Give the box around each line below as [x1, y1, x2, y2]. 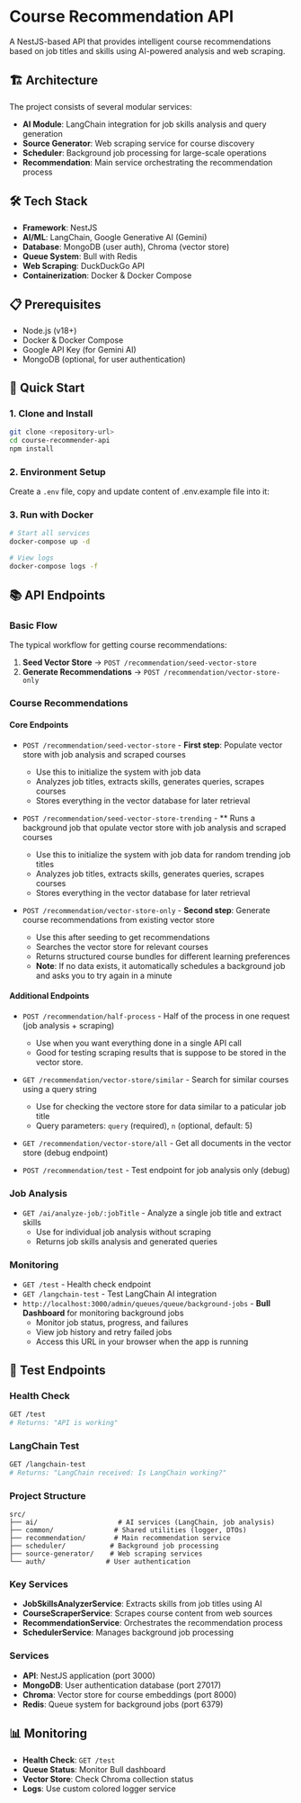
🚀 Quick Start [9, 380, 85, 395]
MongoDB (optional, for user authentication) [22, 354, 186, 365]
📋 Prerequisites [9, 297, 102, 312]
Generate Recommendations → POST [22, 667, 160, 677]
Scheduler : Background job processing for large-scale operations [22, 147, 267, 158]
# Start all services [9, 529, 91, 538]
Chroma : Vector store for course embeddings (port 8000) [22, 1689, 237, 1700]
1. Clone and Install [9, 407, 93, 419]
